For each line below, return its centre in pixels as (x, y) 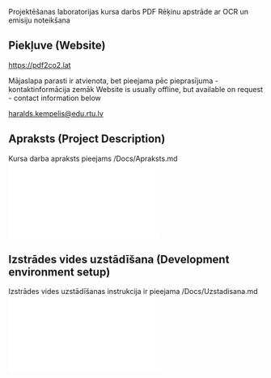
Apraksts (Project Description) (87, 139)
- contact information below (55, 98)
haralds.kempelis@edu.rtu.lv (56, 113)
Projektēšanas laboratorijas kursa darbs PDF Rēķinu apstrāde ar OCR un (129, 12)
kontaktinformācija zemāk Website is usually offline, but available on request (136, 89)
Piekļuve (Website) (57, 46)
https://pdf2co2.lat (40, 65)
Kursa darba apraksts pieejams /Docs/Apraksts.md (93, 158)
